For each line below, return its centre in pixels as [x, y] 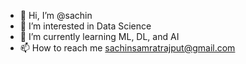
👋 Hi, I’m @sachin [56, 15]
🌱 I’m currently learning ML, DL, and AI [99, 36]
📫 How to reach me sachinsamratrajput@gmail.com [127, 48]
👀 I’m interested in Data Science [85, 26]
